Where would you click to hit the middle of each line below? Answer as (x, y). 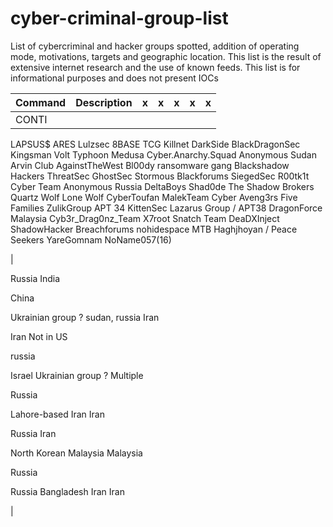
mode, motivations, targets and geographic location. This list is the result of (166, 56)
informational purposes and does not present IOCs (114, 78)
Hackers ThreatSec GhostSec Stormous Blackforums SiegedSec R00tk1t (160, 176)
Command (41, 102)
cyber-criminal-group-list (119, 18)
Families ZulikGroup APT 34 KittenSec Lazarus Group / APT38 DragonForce (166, 208)
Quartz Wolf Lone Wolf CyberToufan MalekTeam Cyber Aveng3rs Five (154, 197)
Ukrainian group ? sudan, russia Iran (85, 317)
